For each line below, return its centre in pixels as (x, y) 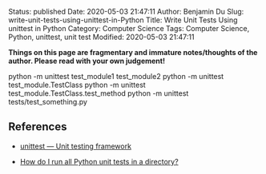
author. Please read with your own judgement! (87, 61)
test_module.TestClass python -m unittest (77, 85)
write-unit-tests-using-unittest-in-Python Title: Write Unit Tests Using (123, 20)
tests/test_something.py (48, 102)
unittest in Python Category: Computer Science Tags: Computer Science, (129, 28)
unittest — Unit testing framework (76, 146)
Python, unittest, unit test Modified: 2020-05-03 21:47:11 (101, 37)
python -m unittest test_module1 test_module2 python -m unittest (116, 76)
